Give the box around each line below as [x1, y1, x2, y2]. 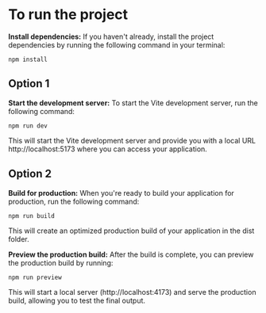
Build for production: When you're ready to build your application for [8, 188, 234, 197]
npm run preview [8, 273, 62, 281]
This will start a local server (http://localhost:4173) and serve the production [8, 287, 256, 296]
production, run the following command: [8, 197, 140, 206]
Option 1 [8, 77, 50, 90]
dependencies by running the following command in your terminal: [8, 40, 226, 49]
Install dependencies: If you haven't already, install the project [8, 32, 214, 41]
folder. [8, 234, 29, 243]
